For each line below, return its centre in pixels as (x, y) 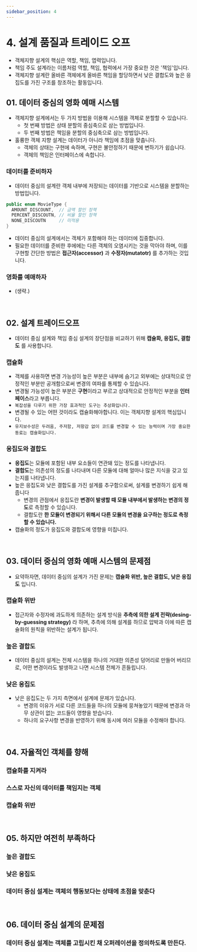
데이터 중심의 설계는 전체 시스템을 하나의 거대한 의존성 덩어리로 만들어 (95, 660)
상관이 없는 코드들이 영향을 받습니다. (72, 713)
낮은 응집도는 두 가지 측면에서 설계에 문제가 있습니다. (75, 698)
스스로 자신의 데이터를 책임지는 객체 (54, 788)
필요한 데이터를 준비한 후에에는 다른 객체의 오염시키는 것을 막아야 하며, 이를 (101, 246)
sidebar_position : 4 (32, 12)
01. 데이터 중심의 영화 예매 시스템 (63, 102)
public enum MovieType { (37, 204)
